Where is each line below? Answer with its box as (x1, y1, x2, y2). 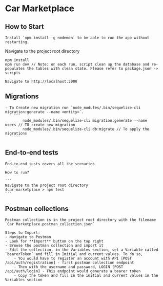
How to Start (5, 22, 44, 31)
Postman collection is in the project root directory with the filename (5, 218, 156, 222)
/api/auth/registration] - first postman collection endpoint (5, 260, 134, 265)
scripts (5, 70, 21, 75)
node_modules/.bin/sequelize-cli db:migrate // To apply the (22, 127, 150, 132)
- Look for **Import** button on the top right (5, 239, 104, 244)
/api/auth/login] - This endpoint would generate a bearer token (5, 269, 141, 274)
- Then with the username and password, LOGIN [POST (14, 264, 123, 269)
